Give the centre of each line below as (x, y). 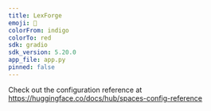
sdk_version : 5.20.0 (43, 52)
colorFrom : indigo (39, 30)
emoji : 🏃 (23, 23)
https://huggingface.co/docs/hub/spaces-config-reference (105, 98)
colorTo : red (30, 38)
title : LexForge (35, 15)
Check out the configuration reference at (75, 90)
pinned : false (32, 67)
